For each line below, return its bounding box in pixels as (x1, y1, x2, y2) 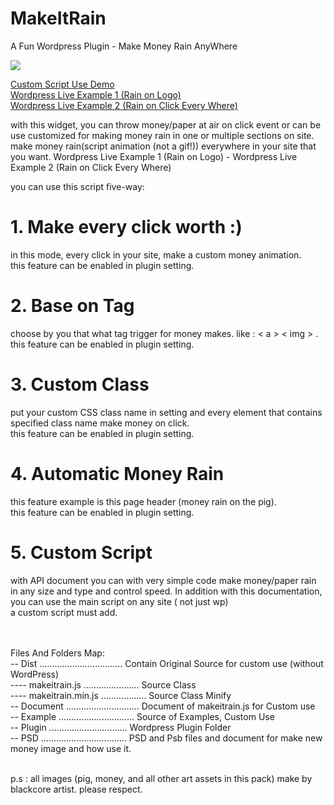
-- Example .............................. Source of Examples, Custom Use (10, 710, 275, 722)
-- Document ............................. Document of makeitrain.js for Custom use (10, 700, 316, 712)
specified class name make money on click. (10, 417, 190, 429)
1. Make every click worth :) (10, 216, 243, 239)
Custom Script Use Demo (10, 78, 115, 90)
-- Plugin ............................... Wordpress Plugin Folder (10, 721, 232, 733)
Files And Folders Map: (10, 647, 105, 659)
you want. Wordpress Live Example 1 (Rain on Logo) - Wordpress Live (10, 150, 298, 162)
